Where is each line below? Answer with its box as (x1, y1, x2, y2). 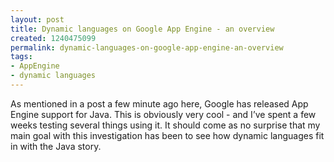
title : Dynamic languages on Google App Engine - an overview (10, 24, 275, 34)
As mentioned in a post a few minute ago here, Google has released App (10, 97, 309, 110)
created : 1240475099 (10, 33, 97, 43)
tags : (10, 52, 33, 62)
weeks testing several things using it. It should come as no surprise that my (10, 119, 321, 131)
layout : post (10, 14, 65, 25)
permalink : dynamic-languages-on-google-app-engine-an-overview (10, 42, 284, 53)
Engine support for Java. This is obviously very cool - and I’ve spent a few (10, 108, 317, 120)
